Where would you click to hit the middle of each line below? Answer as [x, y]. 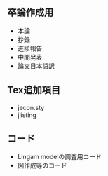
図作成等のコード [42, 165]
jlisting [27, 115]
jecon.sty [31, 107]
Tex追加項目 [34, 90]
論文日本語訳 [36, 66]
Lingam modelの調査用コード [59, 157]
